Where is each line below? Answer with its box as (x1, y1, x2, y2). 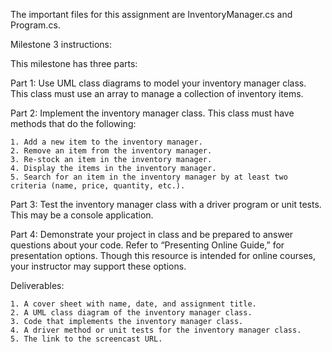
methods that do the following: (10, 118, 137, 129)
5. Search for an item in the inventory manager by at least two (10, 172, 288, 182)
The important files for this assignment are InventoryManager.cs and (10, 9, 293, 20)
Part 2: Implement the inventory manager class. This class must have (10, 107, 295, 119)
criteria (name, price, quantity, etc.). (10, 181, 186, 191)
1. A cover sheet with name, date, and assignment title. (10, 299, 257, 309)
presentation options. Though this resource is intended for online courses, (10, 250, 317, 261)
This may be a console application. (10, 209, 154, 221)
